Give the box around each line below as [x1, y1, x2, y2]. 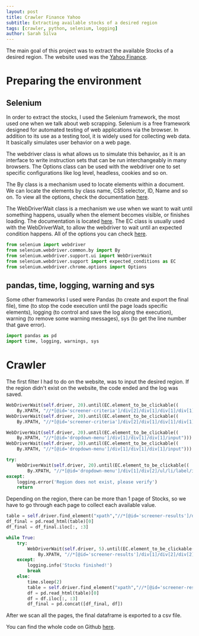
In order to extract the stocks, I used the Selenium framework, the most [6, 114, 180, 121]
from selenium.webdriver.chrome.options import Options [6, 264, 147, 270]
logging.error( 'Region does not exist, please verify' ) [17, 479, 158, 485]
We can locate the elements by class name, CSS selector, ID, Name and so [6, 187, 188, 194]
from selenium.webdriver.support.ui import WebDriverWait [6, 253, 152, 259]
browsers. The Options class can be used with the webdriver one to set [6, 163, 181, 170]
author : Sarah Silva [6, 31, 57, 37]
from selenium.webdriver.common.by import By [6, 247, 120, 253]
